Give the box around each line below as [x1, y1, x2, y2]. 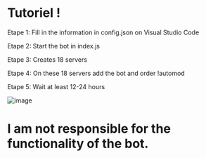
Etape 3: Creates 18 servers [7, 55, 88, 64]
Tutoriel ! [7, 5, 61, 21]
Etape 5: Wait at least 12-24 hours [7, 82, 105, 91]
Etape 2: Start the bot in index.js [7, 41, 101, 50]
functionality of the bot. [7, 136, 149, 152]
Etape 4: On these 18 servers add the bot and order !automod [7, 69, 185, 77]
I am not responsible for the [7, 121, 171, 137]
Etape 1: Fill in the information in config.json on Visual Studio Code [7, 28, 200, 37]
